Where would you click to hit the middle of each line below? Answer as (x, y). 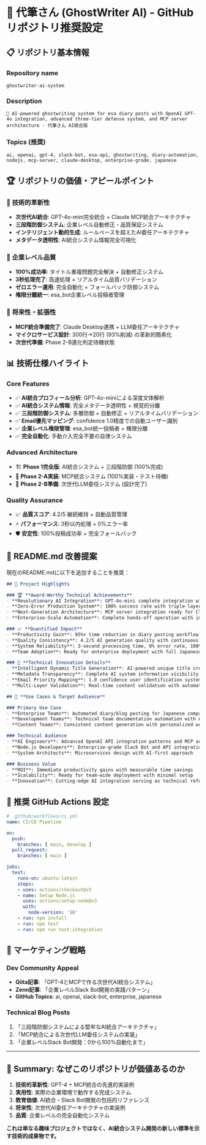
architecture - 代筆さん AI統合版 (47, 126)
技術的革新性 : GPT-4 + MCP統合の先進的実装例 (75, 1085)
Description (24, 101)
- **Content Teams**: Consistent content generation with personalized (100, 725)
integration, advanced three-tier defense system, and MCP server (101, 119)
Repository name (32, 73)
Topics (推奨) (26, 142)
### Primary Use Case (34, 708)
